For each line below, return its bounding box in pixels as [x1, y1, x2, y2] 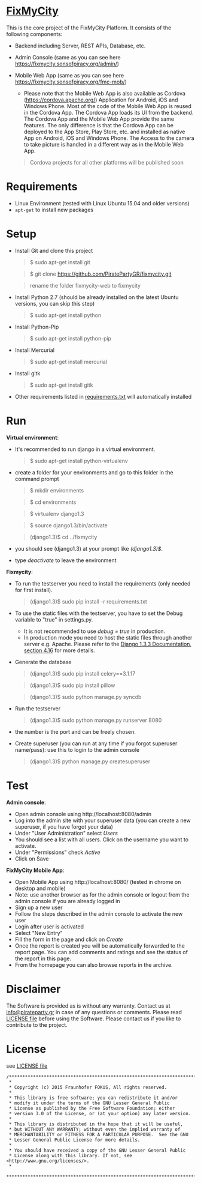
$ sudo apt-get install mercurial [29, 358, 108, 365]
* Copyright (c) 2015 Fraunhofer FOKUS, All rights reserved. [8, 1084, 167, 1091]
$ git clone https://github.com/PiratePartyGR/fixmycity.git [29, 270, 172, 277]
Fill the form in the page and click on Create [14, 936, 123, 943]
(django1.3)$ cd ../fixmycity [29, 533, 98, 540]
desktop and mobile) [14, 885, 66, 892]
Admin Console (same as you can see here [14, 53, 121, 61]
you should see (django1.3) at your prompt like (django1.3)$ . [14, 545, 163, 552]
